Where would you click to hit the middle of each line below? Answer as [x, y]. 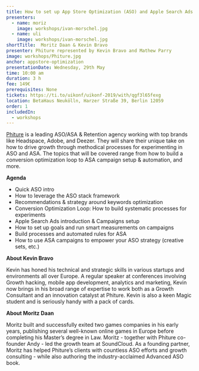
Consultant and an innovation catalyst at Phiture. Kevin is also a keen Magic [99, 295]
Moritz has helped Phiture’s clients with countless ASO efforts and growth [97, 350]
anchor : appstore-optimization [45, 62]
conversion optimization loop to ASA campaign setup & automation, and [94, 160]
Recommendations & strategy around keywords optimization [89, 202]
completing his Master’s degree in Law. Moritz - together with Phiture [91, 337]
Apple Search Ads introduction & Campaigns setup [77, 221]
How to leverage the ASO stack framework [67, 196]
